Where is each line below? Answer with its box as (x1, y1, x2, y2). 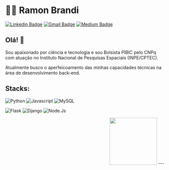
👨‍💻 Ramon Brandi (5, 5, 79, 16)
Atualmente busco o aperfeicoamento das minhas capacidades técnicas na (5, 64, 162, 70)
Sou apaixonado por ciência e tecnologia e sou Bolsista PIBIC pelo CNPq (5, 49, 156, 55)
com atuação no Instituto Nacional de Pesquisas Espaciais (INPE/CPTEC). (5, 54, 158, 61)
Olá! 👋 (5, 36, 24, 44)
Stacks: (5, 84, 30, 93)
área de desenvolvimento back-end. (5, 70, 81, 76)
